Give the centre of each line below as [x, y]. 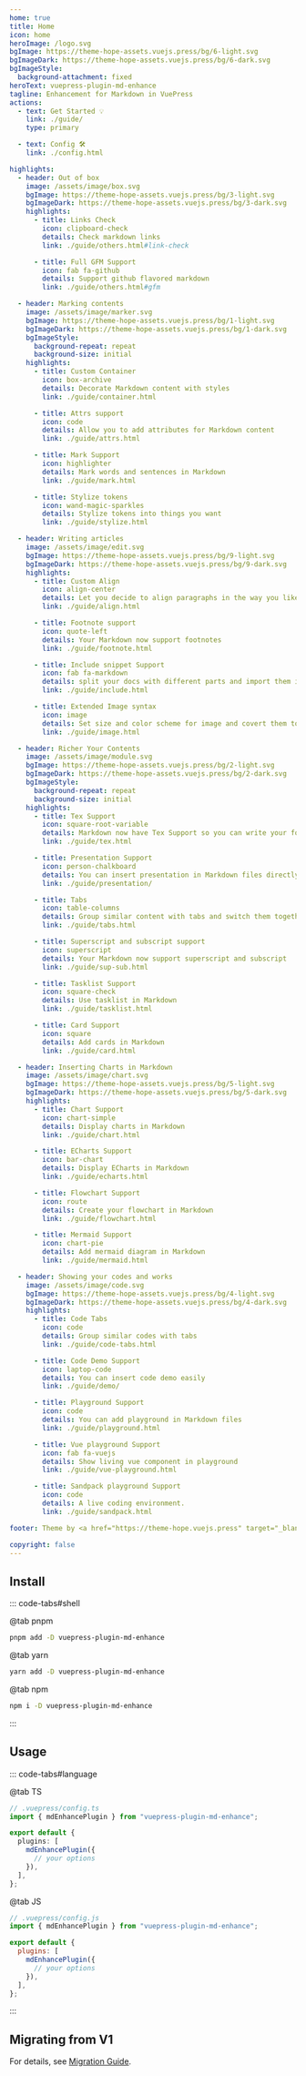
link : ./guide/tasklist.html [97, 1009]
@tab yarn [29, 1655]
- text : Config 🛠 [52, 145]
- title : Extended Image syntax [95, 707]
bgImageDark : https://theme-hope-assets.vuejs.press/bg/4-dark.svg [156, 1302]
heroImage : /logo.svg [51, 43]
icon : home [30, 35]
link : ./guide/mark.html [89, 480]
